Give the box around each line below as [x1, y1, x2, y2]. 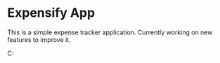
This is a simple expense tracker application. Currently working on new [7, 28, 213, 36]
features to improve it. [7, 35, 72, 43]
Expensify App [7, 5, 96, 21]
